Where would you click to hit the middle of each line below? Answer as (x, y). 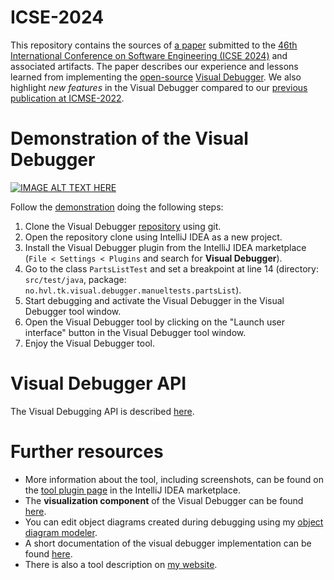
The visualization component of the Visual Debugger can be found (164, 500)
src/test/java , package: (75, 279)
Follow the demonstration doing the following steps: (117, 207)
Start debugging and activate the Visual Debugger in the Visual (154, 300)
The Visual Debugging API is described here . (102, 411)
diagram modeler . (61, 532)
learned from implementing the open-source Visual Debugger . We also (156, 77)
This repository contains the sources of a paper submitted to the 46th (154, 45)
